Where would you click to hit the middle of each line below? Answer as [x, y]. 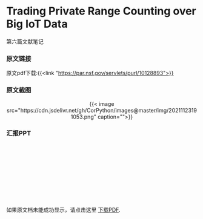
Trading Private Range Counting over [101, 11]
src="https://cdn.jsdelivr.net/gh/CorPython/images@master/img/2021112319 [102, 110]
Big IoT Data [37, 24]
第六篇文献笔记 [25, 41]
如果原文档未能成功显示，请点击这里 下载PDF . [63, 209]
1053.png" [84, 117]
